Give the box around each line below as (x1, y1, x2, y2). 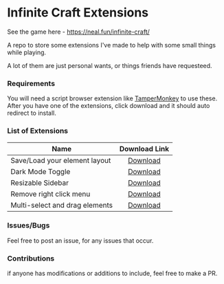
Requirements (7, 78, 56, 88)
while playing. (7, 48, 47, 56)
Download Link (119, 144, 170, 153)
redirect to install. (7, 109, 57, 118)
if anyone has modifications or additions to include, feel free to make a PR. (7, 270, 218, 278)
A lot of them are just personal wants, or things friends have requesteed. (7, 61, 212, 69)
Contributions (7, 253, 55, 263)
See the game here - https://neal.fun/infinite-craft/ (7, 28, 150, 36)
